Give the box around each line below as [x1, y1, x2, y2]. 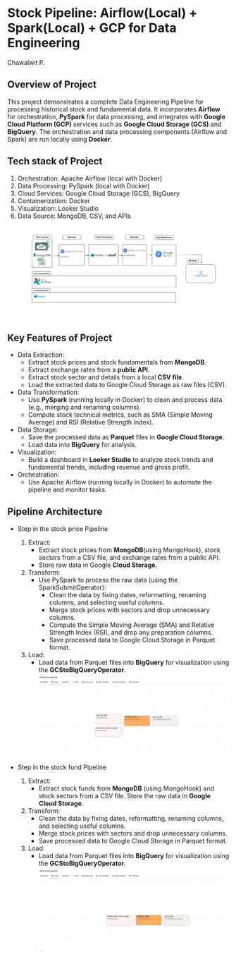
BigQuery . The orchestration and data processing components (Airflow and [7, 127, 228, 135]
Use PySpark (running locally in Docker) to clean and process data [27, 396, 223, 404]
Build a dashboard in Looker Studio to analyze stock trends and [27, 456, 213, 464]
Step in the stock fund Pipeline [17, 763, 107, 771]
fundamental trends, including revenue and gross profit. [27, 463, 190, 472]
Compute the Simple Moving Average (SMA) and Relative [49, 621, 215, 629]
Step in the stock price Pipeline [17, 524, 108, 533]
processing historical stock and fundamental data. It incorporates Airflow [7, 104, 221, 114]
